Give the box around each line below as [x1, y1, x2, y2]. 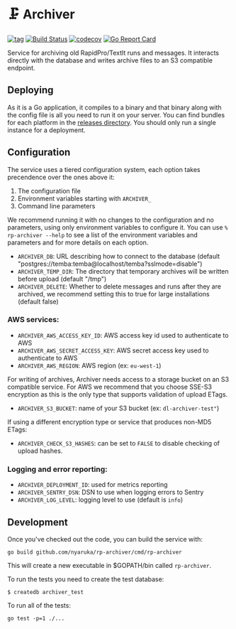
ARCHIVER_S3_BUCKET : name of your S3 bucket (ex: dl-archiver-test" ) [17, 404, 220, 412]
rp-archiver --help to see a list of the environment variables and [7, 230, 198, 239]
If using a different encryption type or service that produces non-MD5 [7, 417, 212, 426]
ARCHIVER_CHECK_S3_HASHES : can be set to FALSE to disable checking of [17, 439, 220, 447]
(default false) [17, 297, 59, 306]
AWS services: [7, 315, 60, 325]
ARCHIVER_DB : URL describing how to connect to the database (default [17, 252, 220, 260]
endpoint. [7, 63, 35, 72]
